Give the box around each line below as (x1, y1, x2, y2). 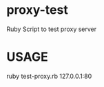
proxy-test (6, 2, 68, 18)
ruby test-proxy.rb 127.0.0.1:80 (6, 72, 92, 80)
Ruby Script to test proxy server (6, 25, 97, 33)
